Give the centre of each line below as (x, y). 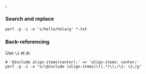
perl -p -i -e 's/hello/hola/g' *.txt (46, 29)
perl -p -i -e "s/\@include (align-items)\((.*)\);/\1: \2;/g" (74, 66)
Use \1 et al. (18, 53)
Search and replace (30, 19)
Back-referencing (27, 42)
